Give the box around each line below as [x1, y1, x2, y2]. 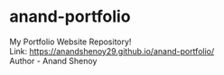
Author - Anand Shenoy [9, 55, 98, 66]
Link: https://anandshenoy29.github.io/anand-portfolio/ [9, 45, 215, 56]
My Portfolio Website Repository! [9, 36, 132, 47]
